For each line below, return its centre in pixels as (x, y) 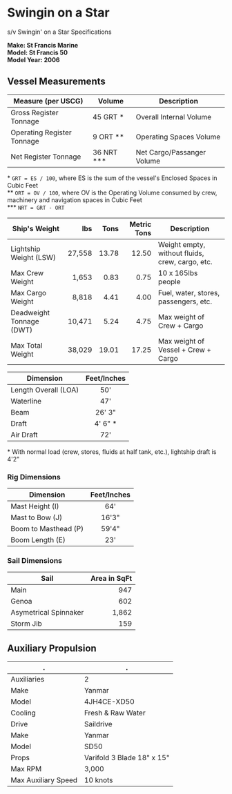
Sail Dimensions (35, 560)
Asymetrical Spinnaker (47, 613)
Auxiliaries (28, 679)
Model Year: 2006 (33, 59)
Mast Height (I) (35, 506)
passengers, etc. (185, 301)
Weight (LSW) (33, 257)
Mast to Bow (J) (37, 517)
